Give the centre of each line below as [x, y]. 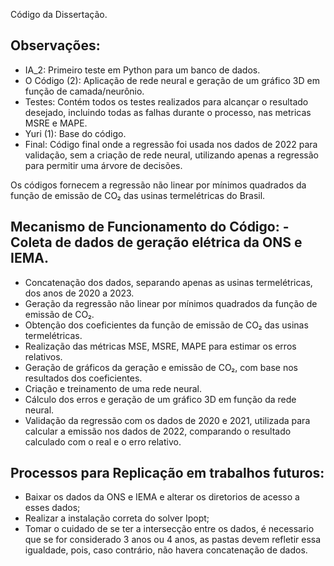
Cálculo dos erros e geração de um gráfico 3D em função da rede [160, 399]
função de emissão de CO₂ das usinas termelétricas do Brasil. [138, 195]
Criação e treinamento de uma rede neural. [113, 388]
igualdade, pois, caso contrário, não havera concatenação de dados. [166, 550]
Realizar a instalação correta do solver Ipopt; [117, 518]
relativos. [43, 356]
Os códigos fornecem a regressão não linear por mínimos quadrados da [158, 185]
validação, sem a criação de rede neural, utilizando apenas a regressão [171, 155]
